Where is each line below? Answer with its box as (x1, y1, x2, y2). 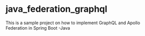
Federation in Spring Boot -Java (5, 25, 71, 31)
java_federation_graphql (5, 3, 108, 15)
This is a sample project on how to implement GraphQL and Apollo (5, 20, 140, 26)
